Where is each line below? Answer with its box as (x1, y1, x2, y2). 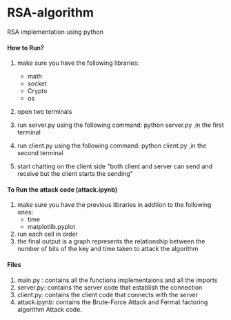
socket (27, 79, 47, 88)
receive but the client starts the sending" (17, 170, 133, 178)
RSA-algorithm (7, 5, 94, 21)
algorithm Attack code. (17, 305, 83, 313)
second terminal (17, 149, 63, 157)
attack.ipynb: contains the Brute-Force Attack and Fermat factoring (17, 298, 208, 306)
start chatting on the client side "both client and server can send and (17, 162, 212, 170)
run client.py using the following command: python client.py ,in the (17, 141, 207, 150)
